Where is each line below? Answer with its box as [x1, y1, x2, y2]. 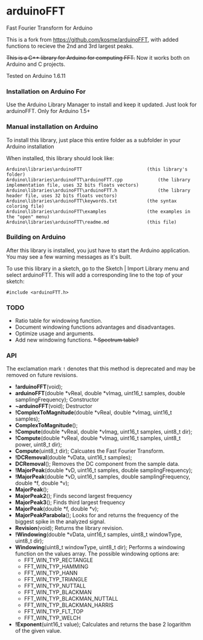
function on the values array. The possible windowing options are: [14, 550, 180, 557]
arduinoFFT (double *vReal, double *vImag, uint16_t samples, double [14, 390, 185, 397]
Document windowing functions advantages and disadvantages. [14, 323, 176, 331]
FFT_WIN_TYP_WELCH [24, 615, 81, 622]
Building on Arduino [6, 233, 66, 241]
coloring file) [6, 203, 45, 209]
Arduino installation [6, 143, 54, 150]
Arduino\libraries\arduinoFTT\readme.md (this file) [6, 219, 177, 225]
